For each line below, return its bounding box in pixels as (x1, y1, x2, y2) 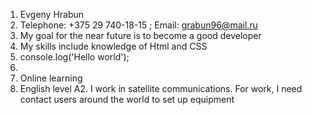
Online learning (19, 72, 83, 84)
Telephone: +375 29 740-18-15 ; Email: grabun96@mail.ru (19, 19, 258, 31)
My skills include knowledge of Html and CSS (19, 40, 208, 52)
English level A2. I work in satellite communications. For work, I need (19, 83, 303, 94)
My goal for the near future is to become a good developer (19, 30, 262, 41)
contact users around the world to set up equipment (19, 94, 235, 105)
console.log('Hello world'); (19, 51, 130, 63)
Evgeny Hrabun (19, 9, 85, 20)
